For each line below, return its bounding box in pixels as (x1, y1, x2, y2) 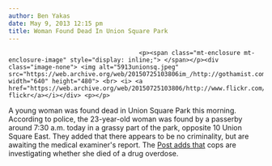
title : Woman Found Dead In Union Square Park (8, 27, 168, 35)
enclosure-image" (8, 56, 67, 65)
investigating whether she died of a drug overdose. (8, 149, 179, 159)
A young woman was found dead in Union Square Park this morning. (8, 106, 237, 116)
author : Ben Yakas (8, 11, 70, 20)
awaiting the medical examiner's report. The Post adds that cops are (8, 140, 236, 150)
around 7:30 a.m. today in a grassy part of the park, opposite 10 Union (8, 123, 243, 133)
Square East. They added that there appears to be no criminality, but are (8, 131, 249, 142)
